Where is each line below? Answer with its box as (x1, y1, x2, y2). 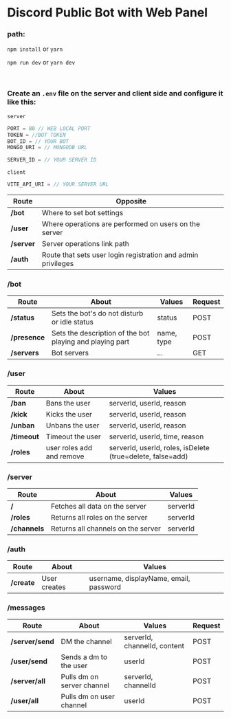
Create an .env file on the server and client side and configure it (7, 89, 223, 98)
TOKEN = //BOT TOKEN (7, 131, 67, 138)
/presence (10, 333, 45, 342)
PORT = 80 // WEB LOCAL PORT (7, 125, 91, 132)
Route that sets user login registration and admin (41, 250, 199, 260)
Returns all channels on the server (50, 524, 162, 533)
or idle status (51, 318, 94, 327)
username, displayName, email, (89, 574, 190, 584)
